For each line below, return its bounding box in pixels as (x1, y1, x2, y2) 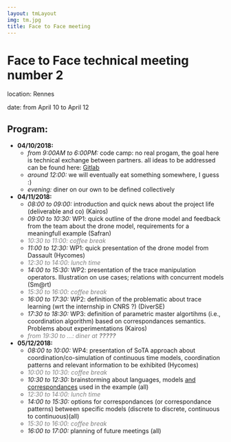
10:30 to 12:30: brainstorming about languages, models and (27, 376, 196, 384)
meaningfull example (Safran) (27, 229, 112, 238)
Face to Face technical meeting (7, 52, 189, 68)
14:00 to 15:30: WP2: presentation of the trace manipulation (27, 266, 196, 274)
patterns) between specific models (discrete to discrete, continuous (27, 405, 220, 413)
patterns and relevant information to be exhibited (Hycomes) (27, 361, 199, 369)
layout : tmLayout (7, 10, 57, 17)
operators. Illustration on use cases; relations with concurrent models (27, 273, 224, 282)
